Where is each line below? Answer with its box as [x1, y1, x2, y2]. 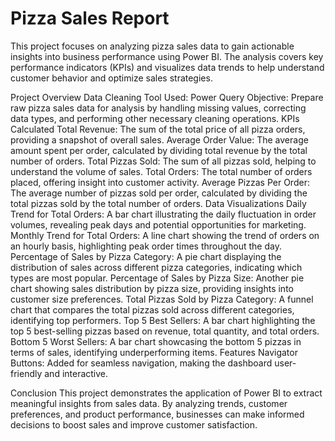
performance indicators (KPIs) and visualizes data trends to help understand [10, 61, 325, 73]
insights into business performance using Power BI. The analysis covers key [10, 50, 324, 62]
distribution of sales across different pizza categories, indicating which [10, 261, 303, 273]
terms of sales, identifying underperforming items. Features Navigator [10, 346, 298, 358]
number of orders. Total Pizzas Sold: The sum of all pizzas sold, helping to [10, 155, 317, 167]
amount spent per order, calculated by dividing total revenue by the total [10, 144, 308, 156]
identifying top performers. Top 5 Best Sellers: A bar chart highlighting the [10, 314, 316, 326]
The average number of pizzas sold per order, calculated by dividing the [10, 187, 308, 199]
